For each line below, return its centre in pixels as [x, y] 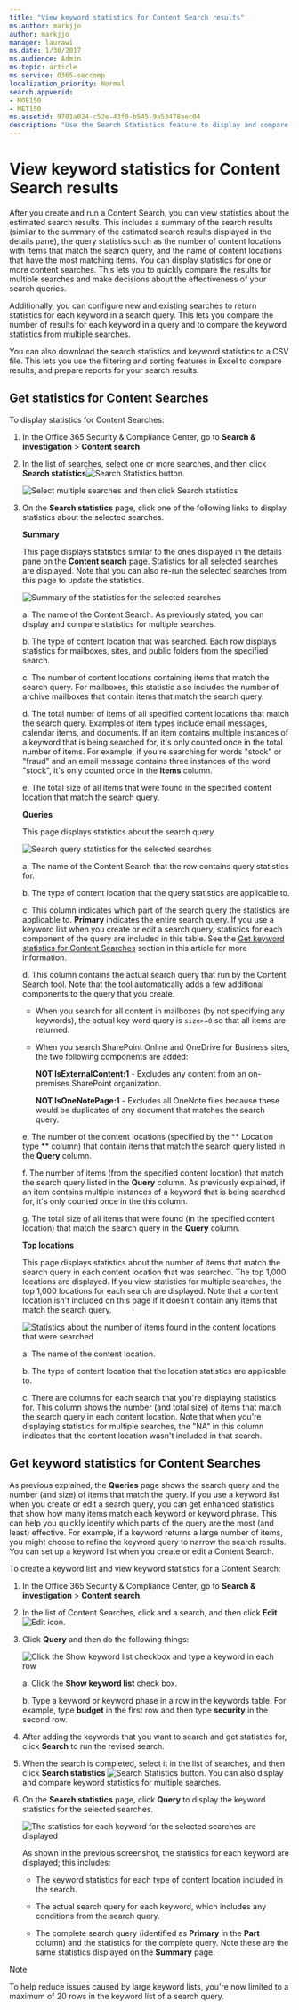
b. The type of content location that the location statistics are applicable [154, 1371]
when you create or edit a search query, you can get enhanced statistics [142, 1504]
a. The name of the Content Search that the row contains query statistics [155, 866]
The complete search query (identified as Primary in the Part [147, 1933]
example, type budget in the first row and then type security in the [145, 1710]
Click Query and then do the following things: [105, 1639]
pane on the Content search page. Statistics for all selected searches [150, 561]
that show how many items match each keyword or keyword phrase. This [143, 1513]
